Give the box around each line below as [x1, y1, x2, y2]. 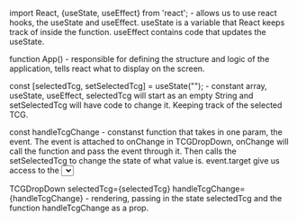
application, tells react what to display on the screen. [9, 63, 205, 74]
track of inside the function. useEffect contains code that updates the [9, 27, 267, 37]
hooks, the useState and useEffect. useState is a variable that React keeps [9, 17, 285, 28]
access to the [9, 165, 60, 175]
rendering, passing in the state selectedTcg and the [91, 193, 283, 203]
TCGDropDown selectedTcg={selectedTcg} [9, 183, 171, 194]
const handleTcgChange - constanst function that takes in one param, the [9, 127, 283, 138]
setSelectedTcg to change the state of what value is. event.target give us [9, 155, 281, 165]
